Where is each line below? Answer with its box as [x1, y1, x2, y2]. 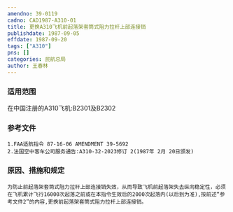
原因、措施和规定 [7, 166, 65, 176]
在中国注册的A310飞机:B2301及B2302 [7, 104, 116, 112]
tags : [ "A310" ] [7, 43, 52, 50]
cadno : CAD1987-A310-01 [7, 17, 77, 24]
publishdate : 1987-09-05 [7, 29, 80, 37]
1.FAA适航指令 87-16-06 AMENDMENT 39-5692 [7, 141, 129, 148]
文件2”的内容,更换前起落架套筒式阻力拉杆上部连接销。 [12, 198, 147, 205]
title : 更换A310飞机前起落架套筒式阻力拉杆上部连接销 [7, 23, 146, 30]
